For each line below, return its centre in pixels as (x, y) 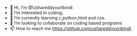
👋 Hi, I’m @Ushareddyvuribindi (41, 8)
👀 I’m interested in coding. (36, 13)
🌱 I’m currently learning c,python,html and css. (58, 18)
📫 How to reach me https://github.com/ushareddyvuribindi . (71, 28)
